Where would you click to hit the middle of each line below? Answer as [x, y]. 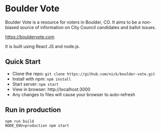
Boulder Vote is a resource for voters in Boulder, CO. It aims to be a [73, 22]
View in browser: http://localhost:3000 [51, 89]
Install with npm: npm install [42, 79]
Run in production [33, 110]
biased [12, 27]
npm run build [20, 121]
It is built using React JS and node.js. [43, 46]
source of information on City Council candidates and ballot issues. [88, 27]
